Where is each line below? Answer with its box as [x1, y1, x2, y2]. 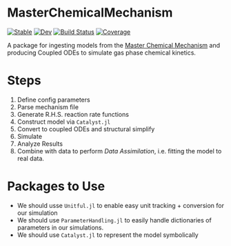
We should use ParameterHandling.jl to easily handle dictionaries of [17, 216, 212, 224]
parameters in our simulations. [17, 223, 104, 231]
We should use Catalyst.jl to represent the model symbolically [17, 230, 199, 239]
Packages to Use [7, 178, 106, 194]
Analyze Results [17, 140, 63, 148]
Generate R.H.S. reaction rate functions [17, 110, 130, 118]
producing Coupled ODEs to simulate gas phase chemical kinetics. [7, 48, 197, 57]
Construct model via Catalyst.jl [17, 117, 111, 126]
